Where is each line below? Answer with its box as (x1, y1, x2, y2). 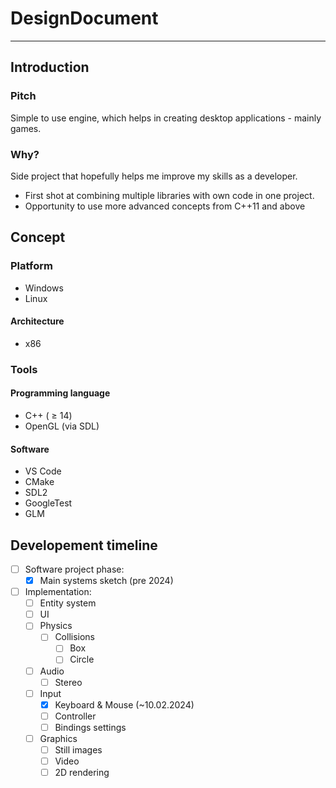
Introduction (10, 59, 90, 76)
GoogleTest (24, 497, 73, 509)
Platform (10, 259, 53, 273)
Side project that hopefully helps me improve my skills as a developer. (10, 170, 298, 182)
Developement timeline (10, 537, 158, 554)
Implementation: (24, 586, 92, 598)
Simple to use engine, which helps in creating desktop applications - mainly (10, 112, 322, 124)
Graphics (39, 732, 78, 744)
